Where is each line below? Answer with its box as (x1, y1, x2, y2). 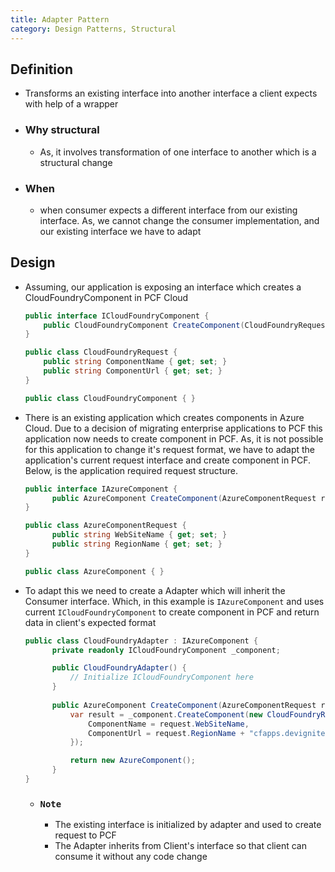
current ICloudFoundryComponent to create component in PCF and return (24, 606, 320, 618)
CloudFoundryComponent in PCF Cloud (24, 291, 189, 303)
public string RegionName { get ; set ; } (51, 539, 223, 550)
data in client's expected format (24, 616, 157, 628)
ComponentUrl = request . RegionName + (88, 728, 245, 738)
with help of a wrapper (24, 98, 119, 110)
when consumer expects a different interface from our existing (39, 204, 298, 216)
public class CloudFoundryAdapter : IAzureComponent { (24, 636, 259, 646)
